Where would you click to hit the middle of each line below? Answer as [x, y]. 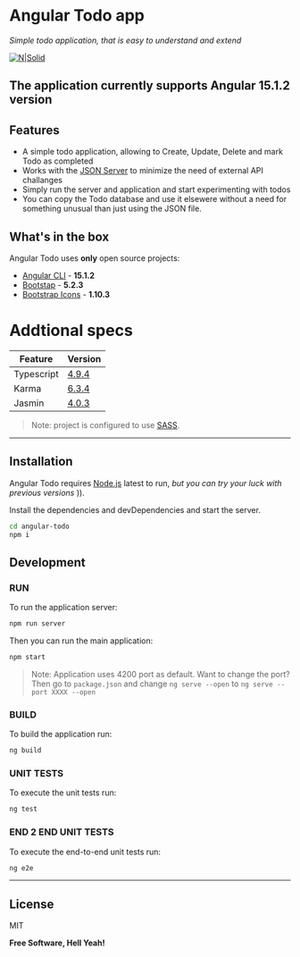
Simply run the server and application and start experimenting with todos [156, 189]
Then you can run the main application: [81, 641]
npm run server [37, 624]
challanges [42, 180]
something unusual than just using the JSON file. [112, 209]
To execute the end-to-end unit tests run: [85, 852]
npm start [28, 658]
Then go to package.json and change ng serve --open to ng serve [152, 684]
